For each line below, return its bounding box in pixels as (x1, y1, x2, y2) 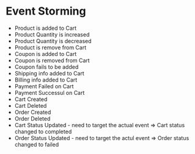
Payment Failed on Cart (14, 82, 74, 89)
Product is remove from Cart (14, 44, 87, 51)
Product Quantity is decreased (14, 37, 92, 44)
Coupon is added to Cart (14, 50, 77, 57)
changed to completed (14, 128, 72, 135)
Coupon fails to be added (14, 63, 79, 71)
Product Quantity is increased (14, 30, 90, 38)
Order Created (14, 108, 51, 116)
